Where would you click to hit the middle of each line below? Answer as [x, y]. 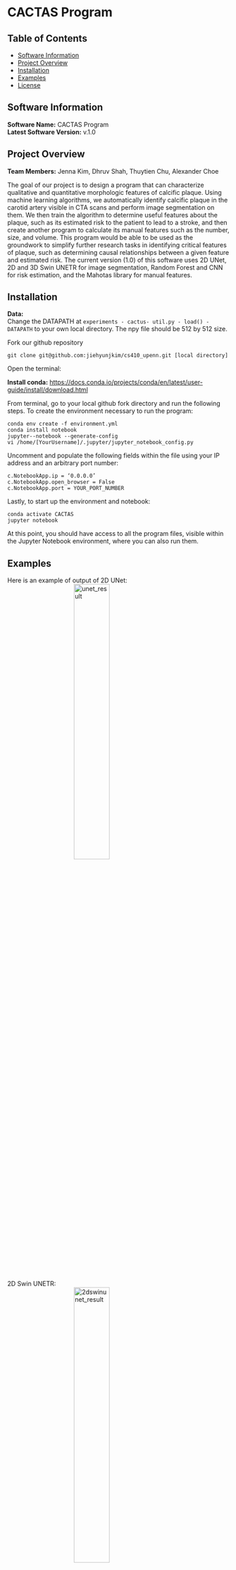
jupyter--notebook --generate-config [63, 436]
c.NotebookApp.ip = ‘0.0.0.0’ [52, 476]
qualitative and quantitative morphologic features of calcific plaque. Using [114, 192]
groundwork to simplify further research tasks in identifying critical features [117, 245]
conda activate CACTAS [41, 515]
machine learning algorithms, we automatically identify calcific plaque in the [118, 200]
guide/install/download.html [48, 390]
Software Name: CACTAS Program [58, 124]
